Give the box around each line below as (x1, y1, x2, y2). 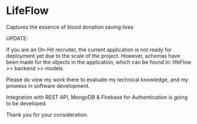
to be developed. (6, 99, 47, 106)
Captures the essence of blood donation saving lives (6, 23, 133, 30)
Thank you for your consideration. (6, 111, 89, 118)
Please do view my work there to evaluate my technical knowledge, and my (6, 76, 189, 83)
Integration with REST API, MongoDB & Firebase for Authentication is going (6, 94, 188, 101)
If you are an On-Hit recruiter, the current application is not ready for (6, 46, 172, 53)
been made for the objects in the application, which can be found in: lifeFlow (6, 58, 192, 66)
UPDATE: (6, 35, 28, 42)
